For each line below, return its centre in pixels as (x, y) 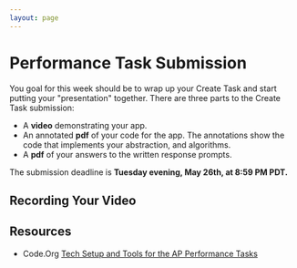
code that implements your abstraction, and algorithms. (127, 144)
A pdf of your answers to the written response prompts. (127, 154)
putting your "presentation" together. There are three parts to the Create (145, 98)
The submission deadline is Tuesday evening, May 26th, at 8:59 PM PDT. (149, 172)
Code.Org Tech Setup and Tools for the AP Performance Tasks (140, 253)
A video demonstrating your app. (85, 125)
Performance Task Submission (128, 62)
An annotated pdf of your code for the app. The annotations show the (154, 135)
